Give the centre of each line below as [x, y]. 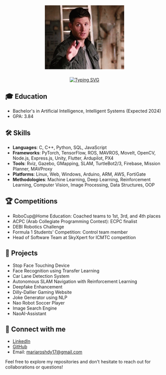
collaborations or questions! [34, 367]
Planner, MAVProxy [32, 169]
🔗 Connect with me [35, 329]
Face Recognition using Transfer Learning [56, 271]
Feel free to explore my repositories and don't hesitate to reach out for [78, 362]
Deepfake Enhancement [37, 286]
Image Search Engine [34, 308]
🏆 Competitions [31, 201]
